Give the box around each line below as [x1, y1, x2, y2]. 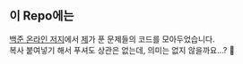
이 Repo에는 [9, 8, 74, 24]
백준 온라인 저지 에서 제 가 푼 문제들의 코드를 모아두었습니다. [9, 34, 215, 44]
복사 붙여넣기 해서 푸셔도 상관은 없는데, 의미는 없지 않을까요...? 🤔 [9, 44, 235, 55]
